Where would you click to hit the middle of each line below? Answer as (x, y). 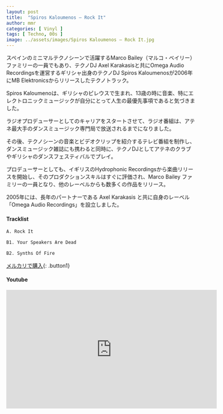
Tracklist (17, 219)
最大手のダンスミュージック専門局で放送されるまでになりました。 (93, 128)
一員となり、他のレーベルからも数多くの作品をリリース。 (98, 184)
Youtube (17, 280)
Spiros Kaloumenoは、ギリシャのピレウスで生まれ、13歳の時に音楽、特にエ (100, 93)
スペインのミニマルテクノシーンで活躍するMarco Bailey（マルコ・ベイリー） (101, 58)
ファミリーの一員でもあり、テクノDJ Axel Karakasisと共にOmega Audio (95, 65)
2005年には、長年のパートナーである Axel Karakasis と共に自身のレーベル (98, 197)
